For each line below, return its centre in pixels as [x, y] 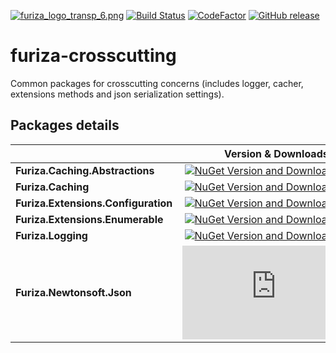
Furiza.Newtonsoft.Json [73, 292]
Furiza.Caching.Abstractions [85, 170]
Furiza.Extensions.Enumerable [89, 219]
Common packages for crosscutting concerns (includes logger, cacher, [157, 83]
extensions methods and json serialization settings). [117, 94]
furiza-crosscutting [93, 56]
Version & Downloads [276, 153]
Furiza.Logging [51, 235]
